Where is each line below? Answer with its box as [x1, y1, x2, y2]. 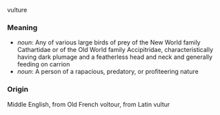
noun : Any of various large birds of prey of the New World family [17, 38, 201, 47]
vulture [7, 6, 28, 14]
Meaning [7, 23, 38, 32]
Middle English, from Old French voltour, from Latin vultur [7, 100, 170, 108]
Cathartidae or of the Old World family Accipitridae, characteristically [17, 46, 214, 54]
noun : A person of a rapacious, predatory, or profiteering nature [17, 68, 199, 76]
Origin [7, 85, 29, 94]
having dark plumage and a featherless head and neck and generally [17, 53, 212, 61]
